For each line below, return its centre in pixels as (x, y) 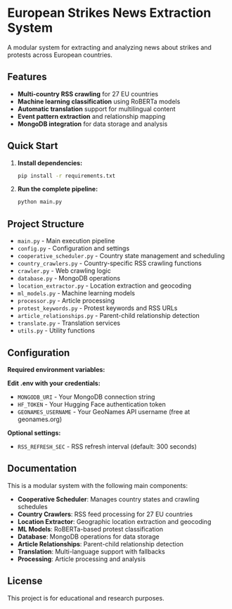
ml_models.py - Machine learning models (76, 293)
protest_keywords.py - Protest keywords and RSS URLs (97, 308)
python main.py (40, 202)
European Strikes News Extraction (109, 13)
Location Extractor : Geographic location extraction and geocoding (114, 521)
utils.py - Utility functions (56, 331)
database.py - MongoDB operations (69, 278)
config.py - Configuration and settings (73, 248)
